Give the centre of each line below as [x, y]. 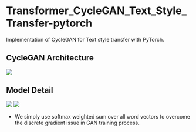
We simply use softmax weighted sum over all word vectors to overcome [102, 116]
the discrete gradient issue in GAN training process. [77, 123]
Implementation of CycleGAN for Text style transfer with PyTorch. [85, 39]
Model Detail [30, 90]
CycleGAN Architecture [50, 58]
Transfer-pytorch [49, 23]
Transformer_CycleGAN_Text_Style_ [96, 11]
